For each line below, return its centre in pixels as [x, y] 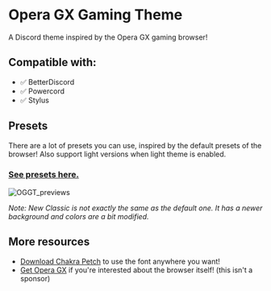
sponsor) [35, 278]
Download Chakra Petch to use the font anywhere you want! [120, 261]
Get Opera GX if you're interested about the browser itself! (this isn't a [136, 270]
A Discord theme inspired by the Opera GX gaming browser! [108, 37]
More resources [49, 242]
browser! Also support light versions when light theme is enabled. [117, 154]
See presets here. [44, 175]
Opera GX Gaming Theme [96, 15]
